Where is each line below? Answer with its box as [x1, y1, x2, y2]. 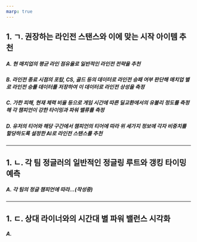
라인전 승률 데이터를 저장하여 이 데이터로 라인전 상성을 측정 [12, 83, 145, 90]
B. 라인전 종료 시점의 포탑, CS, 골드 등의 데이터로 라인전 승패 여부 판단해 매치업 [6, 76, 184, 83]
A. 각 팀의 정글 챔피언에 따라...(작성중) [6, 186, 93, 193]
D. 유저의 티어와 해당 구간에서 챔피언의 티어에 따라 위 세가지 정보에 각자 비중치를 [6, 122, 186, 129]
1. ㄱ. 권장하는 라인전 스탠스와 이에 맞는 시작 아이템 [6, 32, 178, 42]
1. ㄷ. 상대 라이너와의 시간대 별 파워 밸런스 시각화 [6, 213, 171, 223]
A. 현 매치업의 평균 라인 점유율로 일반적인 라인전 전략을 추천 [6, 60, 141, 67]
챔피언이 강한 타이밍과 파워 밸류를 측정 [18, 107, 104, 114]
